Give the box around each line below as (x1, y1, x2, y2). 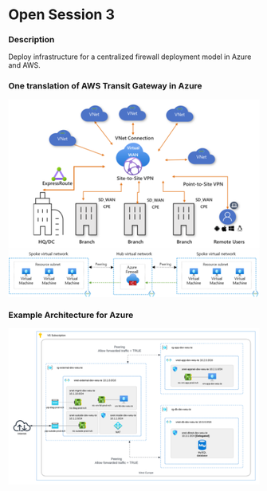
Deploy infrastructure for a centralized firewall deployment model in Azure (8, 52, 252, 61)
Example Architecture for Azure (8, 309, 134, 320)
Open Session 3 (8, 6, 116, 24)
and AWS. (8, 61, 41, 70)
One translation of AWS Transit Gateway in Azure (8, 81, 202, 92)
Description (8, 34, 55, 45)
